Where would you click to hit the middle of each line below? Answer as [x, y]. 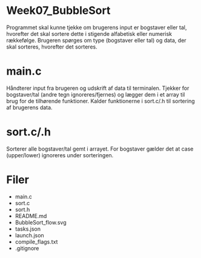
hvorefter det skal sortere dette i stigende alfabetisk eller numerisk [89, 33]
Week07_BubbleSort [58, 11]
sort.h [22, 209]
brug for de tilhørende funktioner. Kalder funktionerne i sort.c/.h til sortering [100, 101]
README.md [31, 216]
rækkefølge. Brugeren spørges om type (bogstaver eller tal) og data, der [96, 40]
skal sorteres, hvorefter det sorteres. [52, 47]
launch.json [29, 235]
